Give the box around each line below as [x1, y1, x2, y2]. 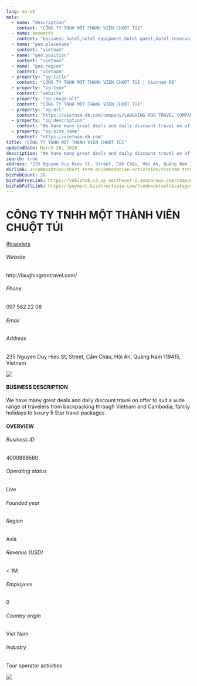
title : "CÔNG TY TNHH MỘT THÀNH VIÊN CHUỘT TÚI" [6, 139, 127, 145]
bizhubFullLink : [6, 183, 46, 189]
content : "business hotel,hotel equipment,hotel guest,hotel [16, 36, 169, 42]
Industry [6, 644, 26, 651]
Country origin [6, 612, 41, 619]
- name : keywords [11, 30, 54, 36]
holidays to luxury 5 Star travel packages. [6, 409, 107, 416]
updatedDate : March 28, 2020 [6, 145, 77, 151]
